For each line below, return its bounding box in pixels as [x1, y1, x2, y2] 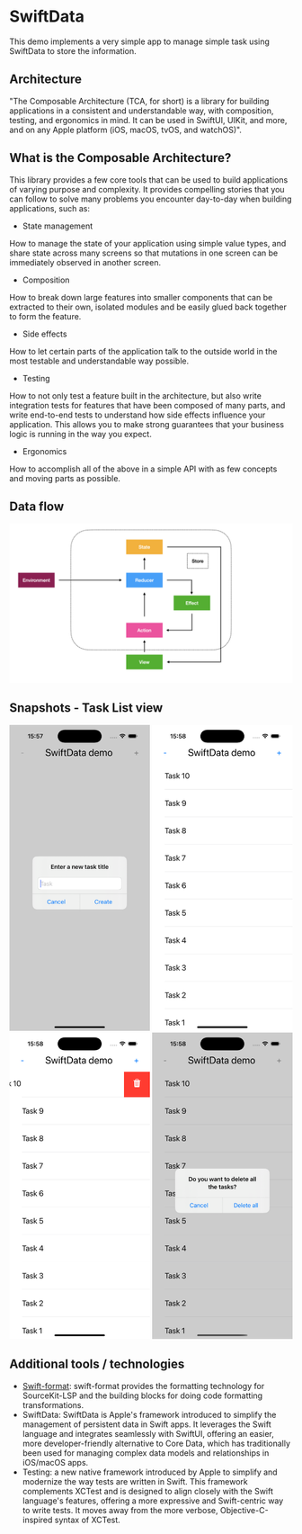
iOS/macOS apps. [22, 1457, 89, 1467]
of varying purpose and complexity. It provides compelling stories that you [9, 184, 285, 194]
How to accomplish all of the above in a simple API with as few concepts [9, 463, 278, 474]
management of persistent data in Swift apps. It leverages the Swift [22, 1419, 271, 1430]
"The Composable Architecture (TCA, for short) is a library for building [9, 95, 270, 106]
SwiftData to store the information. [9, 45, 137, 56]
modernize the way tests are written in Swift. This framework [22, 1476, 249, 1486]
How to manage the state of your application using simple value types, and [9, 238, 287, 248]
